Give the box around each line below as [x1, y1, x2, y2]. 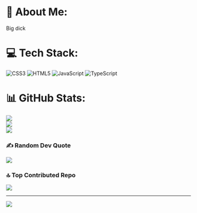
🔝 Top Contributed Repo [6, 171, 76, 180]
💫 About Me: [6, 5, 68, 19]
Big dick [6, 25, 26, 32]
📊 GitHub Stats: [6, 92, 86, 105]
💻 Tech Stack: [6, 46, 79, 60]
